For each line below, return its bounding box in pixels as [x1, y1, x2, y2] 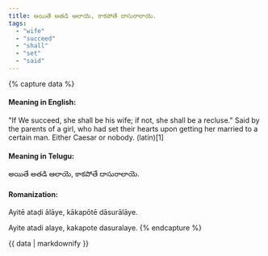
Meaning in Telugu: [8, 151, 75, 161]
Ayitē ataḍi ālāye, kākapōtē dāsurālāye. [8, 208, 139, 217]
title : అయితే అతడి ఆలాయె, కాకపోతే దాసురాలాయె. [8, 11, 157, 20]
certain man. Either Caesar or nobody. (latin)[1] [8, 132, 164, 142]
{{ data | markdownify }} [8, 239, 90, 249]
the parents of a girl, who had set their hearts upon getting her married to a [8, 124, 258, 134]
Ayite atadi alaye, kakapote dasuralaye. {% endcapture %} [8, 223, 202, 233]
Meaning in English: [8, 98, 77, 107]
